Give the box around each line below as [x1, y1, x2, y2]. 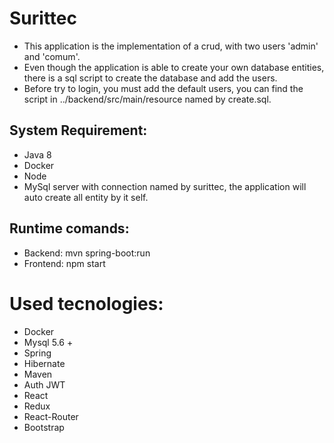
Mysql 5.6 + [23, 336, 74, 348]
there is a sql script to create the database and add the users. [23, 72, 278, 84]
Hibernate [23, 357, 66, 369]
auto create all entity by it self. [23, 191, 149, 203]
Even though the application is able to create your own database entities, [23, 61, 325, 73]
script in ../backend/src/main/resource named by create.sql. [23, 93, 272, 105]
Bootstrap [23, 421, 65, 433]
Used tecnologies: [9, 292, 164, 315]
